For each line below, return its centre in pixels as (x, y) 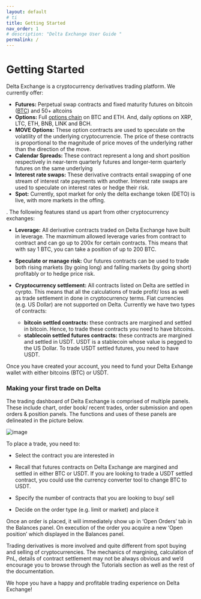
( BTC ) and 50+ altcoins (43, 110)
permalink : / (22, 40)
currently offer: (25, 92)
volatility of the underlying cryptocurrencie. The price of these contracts (104, 136)
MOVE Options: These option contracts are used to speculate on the (100, 129)
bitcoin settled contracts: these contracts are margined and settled (108, 322)
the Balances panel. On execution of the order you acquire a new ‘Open (94, 528)
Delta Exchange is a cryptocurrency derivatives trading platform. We (91, 86)
